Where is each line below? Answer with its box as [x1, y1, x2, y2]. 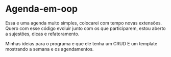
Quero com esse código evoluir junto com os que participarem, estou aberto [5, 25, 166, 31]
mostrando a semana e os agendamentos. [5, 46, 94, 52]
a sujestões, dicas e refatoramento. [5, 31, 80, 37]
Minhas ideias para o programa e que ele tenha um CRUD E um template [5, 40, 158, 46]
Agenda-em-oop [5, 3, 78, 15]
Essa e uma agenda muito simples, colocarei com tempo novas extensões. [5, 20, 162, 26]
